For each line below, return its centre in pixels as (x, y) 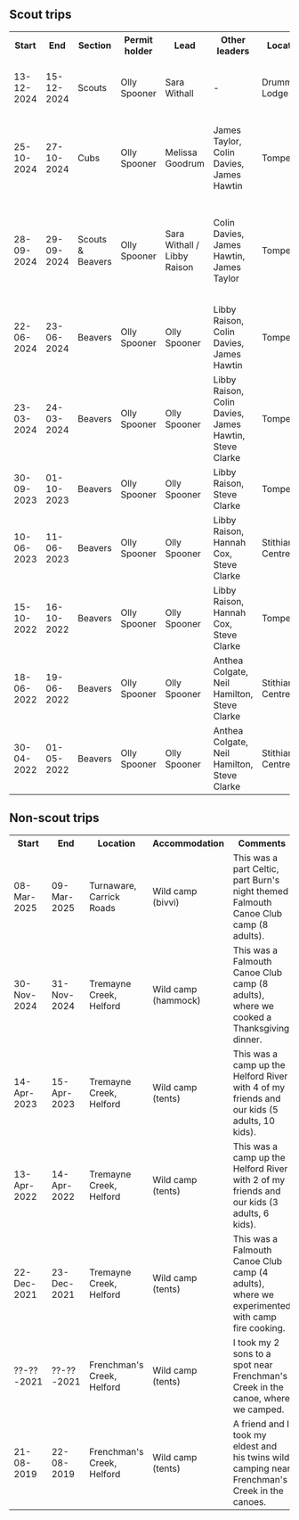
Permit (138, 39)
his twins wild (261, 1457)
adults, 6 (251, 1213)
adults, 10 (254, 1121)
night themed (261, 891)
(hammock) (177, 1000)
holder (138, 51)
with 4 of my (259, 1087)
